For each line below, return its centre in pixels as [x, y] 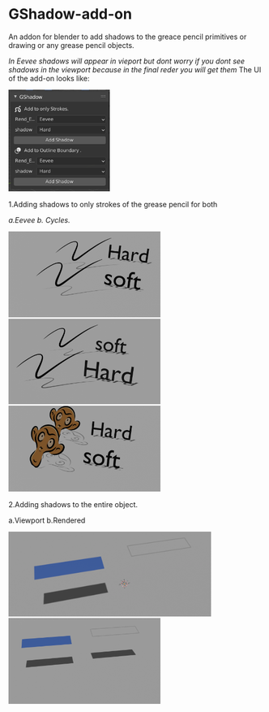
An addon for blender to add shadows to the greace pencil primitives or [128, 37]
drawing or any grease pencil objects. [72, 45]
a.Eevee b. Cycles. [39, 219]
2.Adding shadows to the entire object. [73, 505]
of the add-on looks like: [49, 78]
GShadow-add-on [70, 14]
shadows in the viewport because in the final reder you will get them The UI [135, 69]
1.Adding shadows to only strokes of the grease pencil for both [113, 204]
